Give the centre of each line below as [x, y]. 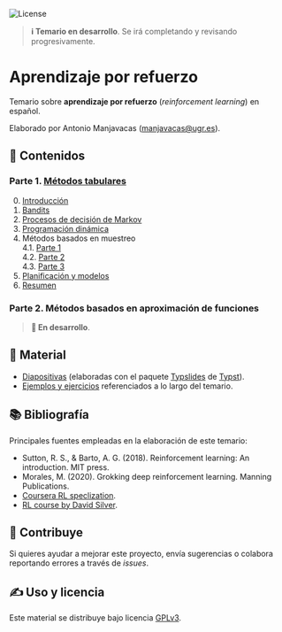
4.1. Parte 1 [42, 247]
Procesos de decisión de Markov [82, 219]
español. [25, 111]
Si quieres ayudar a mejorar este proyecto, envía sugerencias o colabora [141, 554]
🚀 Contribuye [46, 532]
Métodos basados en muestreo [79, 238]
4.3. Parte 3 [43, 266]
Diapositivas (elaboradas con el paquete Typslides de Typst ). [133, 376]
